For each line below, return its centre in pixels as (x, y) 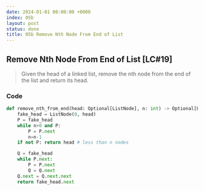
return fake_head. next (46, 182)
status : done (23, 29)
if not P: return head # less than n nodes (73, 143)
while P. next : (35, 159)
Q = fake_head (35, 154)
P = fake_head (35, 120)
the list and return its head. (55, 80)
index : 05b (20, 18)
